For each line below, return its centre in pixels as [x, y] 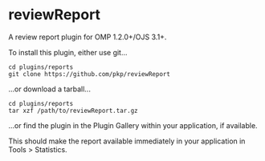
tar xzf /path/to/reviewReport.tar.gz [73, 111]
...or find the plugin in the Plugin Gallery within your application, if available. [133, 125]
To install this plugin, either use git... [68, 52]
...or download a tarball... [49, 89]
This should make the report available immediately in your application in [127, 141]
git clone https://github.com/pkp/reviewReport [90, 74]
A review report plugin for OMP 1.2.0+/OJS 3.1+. [88, 37]
